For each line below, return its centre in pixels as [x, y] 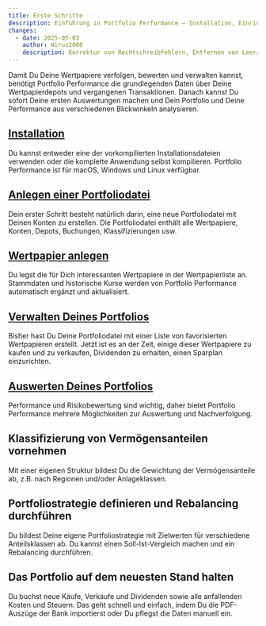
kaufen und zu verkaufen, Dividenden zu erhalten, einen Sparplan [116, 353]
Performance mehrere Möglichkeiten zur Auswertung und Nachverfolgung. [131, 414]
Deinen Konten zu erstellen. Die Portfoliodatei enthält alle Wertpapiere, [123, 222]
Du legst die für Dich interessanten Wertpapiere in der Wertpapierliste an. [128, 275]
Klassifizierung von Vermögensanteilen [108, 439]
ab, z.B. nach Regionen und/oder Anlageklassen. [88, 478]
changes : [23, 30]
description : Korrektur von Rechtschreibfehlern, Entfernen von [131, 52]
